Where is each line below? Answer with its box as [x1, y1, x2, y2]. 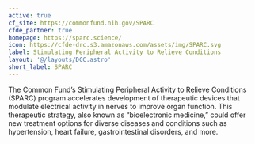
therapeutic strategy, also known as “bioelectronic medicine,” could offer [8, 110, 246, 119]
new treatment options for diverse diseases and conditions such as [8, 118, 227, 127]
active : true [8, 11, 51, 20]
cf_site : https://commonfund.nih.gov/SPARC [8, 19, 154, 27]
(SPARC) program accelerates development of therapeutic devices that [8, 93, 240, 103]
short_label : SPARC [8, 63, 73, 71]
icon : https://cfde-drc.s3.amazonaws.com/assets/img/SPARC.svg [8, 41, 222, 49]
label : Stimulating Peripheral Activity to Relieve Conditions [8, 48, 222, 56]
